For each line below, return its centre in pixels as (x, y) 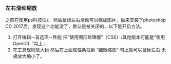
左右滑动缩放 (21, 8)
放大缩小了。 (31, 56)
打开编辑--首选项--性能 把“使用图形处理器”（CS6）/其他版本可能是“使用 (89, 37)
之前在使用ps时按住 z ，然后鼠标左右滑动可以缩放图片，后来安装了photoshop (85, 20)
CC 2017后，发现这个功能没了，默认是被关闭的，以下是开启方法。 (75, 26)
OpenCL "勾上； (30, 44)
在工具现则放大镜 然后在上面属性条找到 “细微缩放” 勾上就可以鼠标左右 (86, 50)
